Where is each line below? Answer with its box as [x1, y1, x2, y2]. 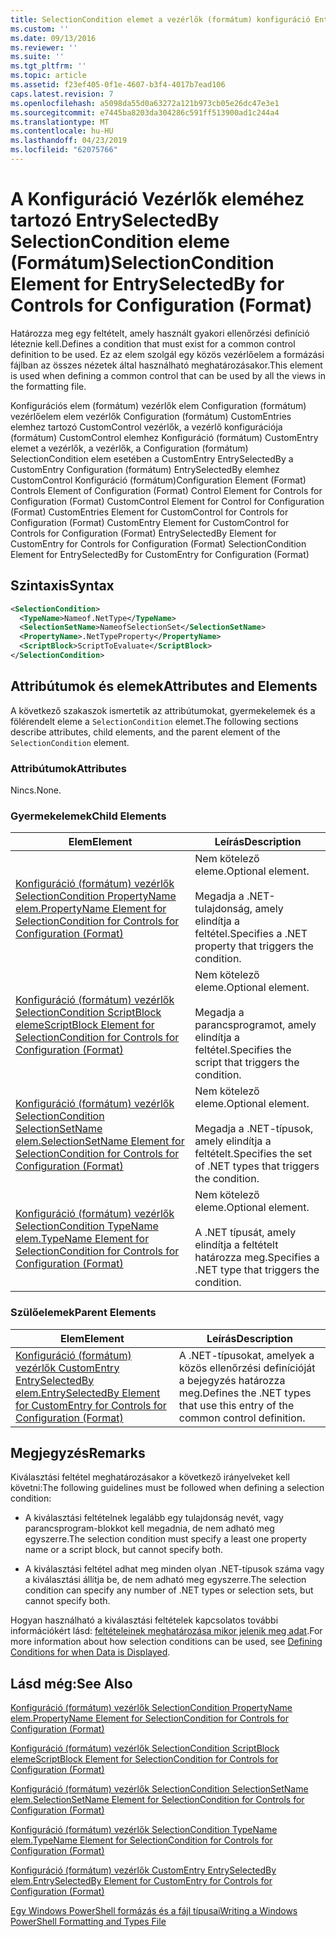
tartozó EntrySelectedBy [10, 209, 220, 232]
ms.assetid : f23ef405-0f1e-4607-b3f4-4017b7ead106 [10, 80, 226, 90]
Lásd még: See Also [10, 1675, 133, 1692]
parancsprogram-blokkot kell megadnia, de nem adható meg [24, 1522, 275, 1535]
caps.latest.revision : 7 [10, 89, 114, 99]
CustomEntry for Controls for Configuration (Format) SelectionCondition [10, 537, 307, 550]
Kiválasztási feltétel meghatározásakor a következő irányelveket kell [10, 1471, 290, 1483]
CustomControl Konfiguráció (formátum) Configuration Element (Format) [10, 474, 307, 486]
